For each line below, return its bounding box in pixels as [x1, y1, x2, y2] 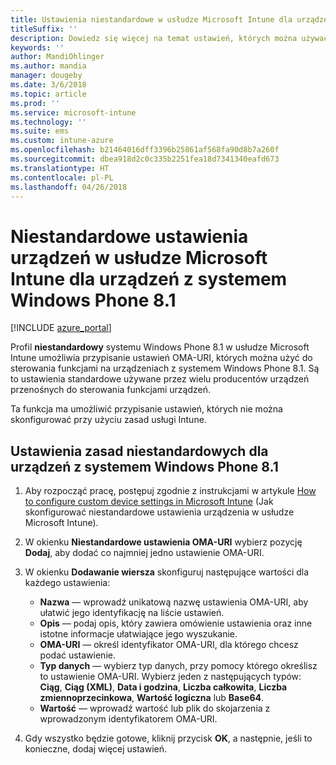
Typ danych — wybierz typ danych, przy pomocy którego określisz [39, 660, 318, 672]
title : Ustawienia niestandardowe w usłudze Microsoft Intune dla [10, 14, 293, 25]
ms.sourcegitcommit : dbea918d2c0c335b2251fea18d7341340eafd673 [10, 154, 280, 164]
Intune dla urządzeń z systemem [10, 267, 288, 290]
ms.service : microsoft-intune [10, 107, 137, 118]
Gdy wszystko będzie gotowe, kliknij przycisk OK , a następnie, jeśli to [24, 732, 313, 745]
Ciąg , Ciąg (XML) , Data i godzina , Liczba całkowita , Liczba [39, 681, 288, 693]
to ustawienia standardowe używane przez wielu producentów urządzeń [10, 373, 310, 385]
